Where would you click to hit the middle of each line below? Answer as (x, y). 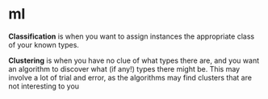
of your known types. (44, 44)
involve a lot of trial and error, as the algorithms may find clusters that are (130, 77)
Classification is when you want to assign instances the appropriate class (132, 36)
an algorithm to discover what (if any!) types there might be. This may (124, 68)
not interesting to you (44, 86)
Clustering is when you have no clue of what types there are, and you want (134, 60)
